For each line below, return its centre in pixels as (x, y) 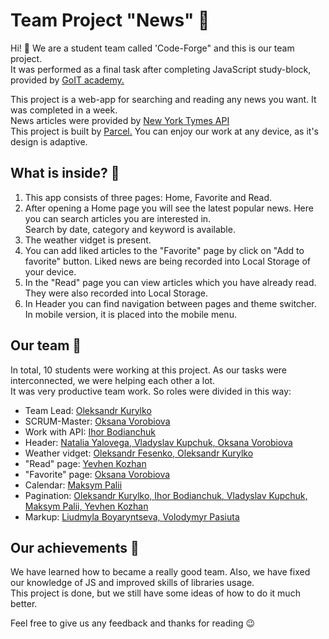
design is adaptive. (49, 141)
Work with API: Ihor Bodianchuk (90, 431)
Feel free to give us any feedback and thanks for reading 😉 (133, 623)
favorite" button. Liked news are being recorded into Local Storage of (167, 261)
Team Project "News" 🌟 (110, 20)
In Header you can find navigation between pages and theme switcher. (170, 303)
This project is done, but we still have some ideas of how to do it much (155, 593)
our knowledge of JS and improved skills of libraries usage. (132, 583)
